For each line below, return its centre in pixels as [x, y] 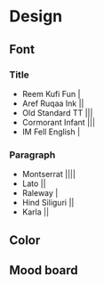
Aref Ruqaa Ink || [53, 103]
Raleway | [40, 193]
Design [36, 16]
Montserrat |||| [48, 174]
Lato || [34, 183]
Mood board [44, 270]
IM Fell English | [51, 132]
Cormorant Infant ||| [59, 122]
